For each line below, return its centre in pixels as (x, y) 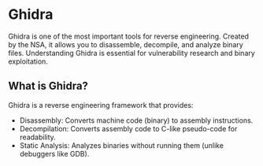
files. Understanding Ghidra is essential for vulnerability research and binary (132, 53)
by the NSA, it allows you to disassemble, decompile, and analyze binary (126, 44)
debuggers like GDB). (54, 153)
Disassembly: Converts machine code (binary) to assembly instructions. (136, 120)
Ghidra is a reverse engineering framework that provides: (101, 105)
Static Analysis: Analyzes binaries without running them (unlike (122, 145)
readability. (38, 137)
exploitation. (28, 61)
